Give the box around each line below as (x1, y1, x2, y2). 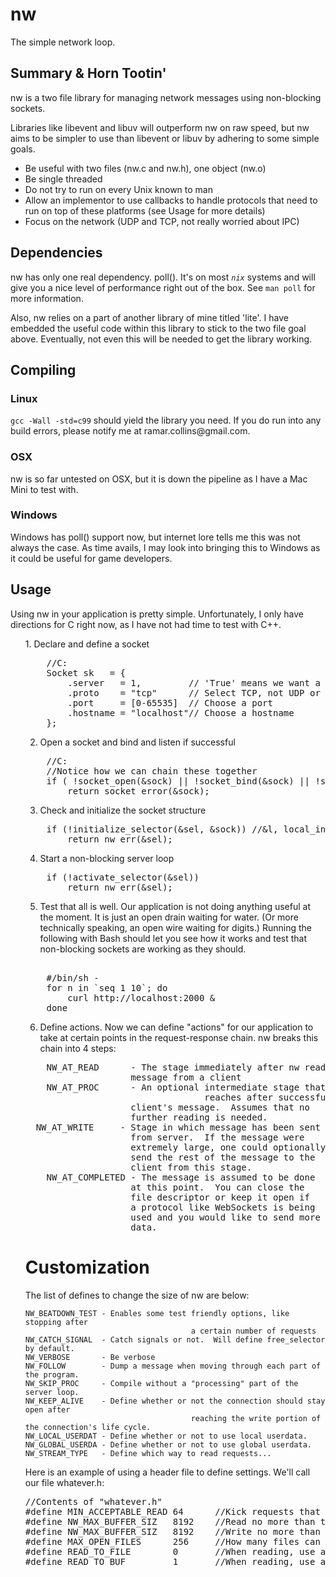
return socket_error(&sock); (67, 785, 210, 797)
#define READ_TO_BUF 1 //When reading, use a (24, 1556, 327, 1567)
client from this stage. (130, 1161, 253, 1173)
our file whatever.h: (24, 1476, 105, 1488)
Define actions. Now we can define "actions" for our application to (39, 1021, 314, 1033)
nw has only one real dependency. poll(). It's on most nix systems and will (10, 271, 316, 283)
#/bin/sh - (46, 972, 100, 983)
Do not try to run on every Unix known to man (24, 183, 213, 195)
